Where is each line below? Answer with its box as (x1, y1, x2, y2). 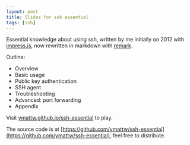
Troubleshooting (14, 90, 55, 98)
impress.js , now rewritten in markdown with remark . (6, 42, 133, 49)
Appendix (14, 103, 39, 110)
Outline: (6, 54, 26, 61)
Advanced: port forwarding (14, 96, 81, 104)
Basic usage (14, 72, 45, 79)
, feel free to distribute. (109, 132, 166, 139)
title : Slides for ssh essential (6, 14, 89, 20)
